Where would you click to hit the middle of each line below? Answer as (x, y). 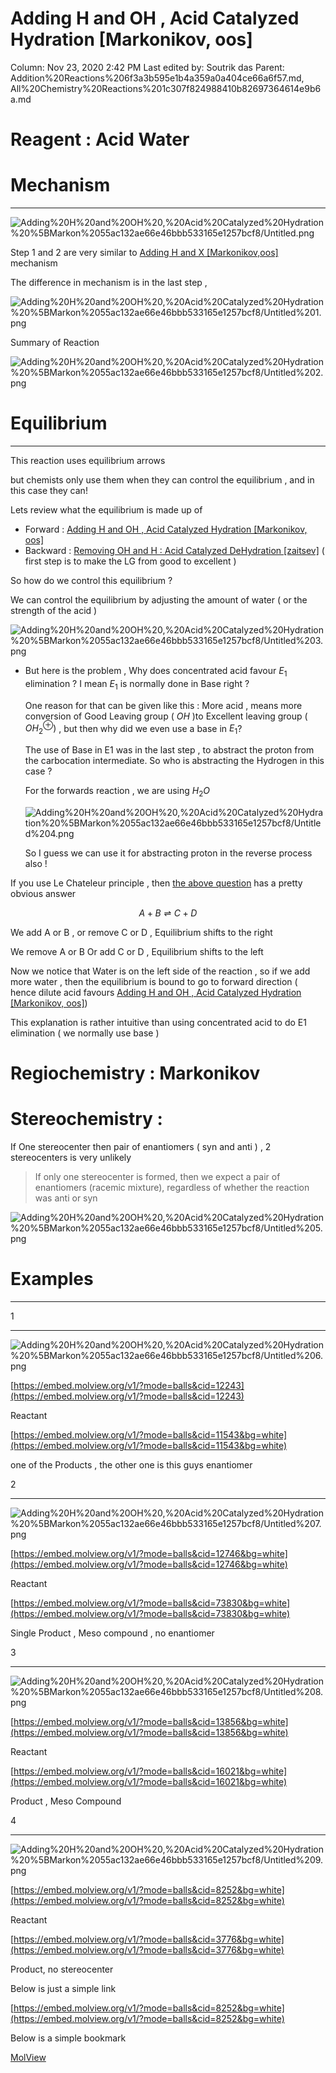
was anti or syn (66, 1198)
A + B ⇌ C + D (168, 913)
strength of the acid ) (54, 610)
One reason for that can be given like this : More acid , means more (163, 705)
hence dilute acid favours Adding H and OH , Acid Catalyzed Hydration (156, 992)
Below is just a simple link (63, 1988)
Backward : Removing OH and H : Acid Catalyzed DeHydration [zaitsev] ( (174, 550)
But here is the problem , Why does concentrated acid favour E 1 (156, 672)
